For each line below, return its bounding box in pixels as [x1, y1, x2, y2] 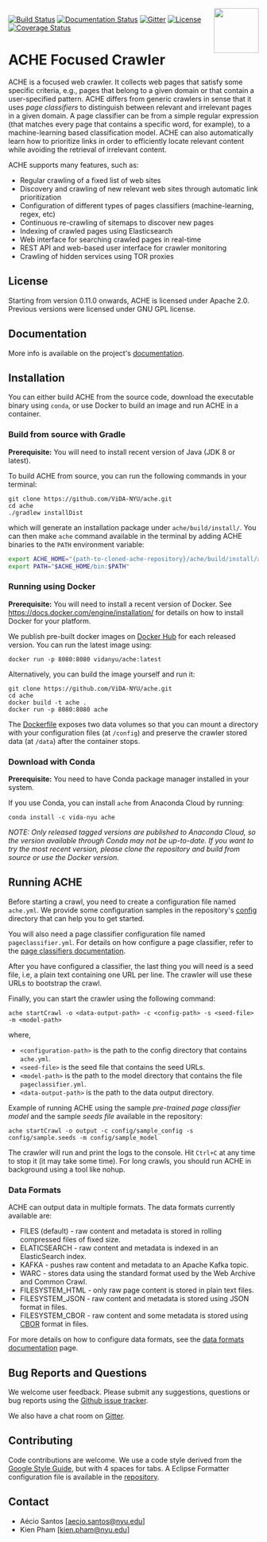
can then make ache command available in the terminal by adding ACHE [8, 531, 242, 540]
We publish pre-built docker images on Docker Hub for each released [8, 631, 236, 641]
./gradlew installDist [8, 509, 83, 517]
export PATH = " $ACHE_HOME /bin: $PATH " [8, 562, 130, 571]
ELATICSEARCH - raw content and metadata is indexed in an [19, 1243, 219, 1253]
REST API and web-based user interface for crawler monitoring [19, 242, 227, 253]
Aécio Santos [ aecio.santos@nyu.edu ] [19, 1516, 145, 1525]
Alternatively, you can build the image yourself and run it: [8, 669, 195, 679]
